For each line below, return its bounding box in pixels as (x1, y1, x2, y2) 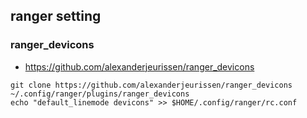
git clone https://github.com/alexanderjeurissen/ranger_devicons (10, 80, 293, 90)
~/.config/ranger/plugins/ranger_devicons (10, 89, 190, 99)
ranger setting (10, 8, 102, 25)
